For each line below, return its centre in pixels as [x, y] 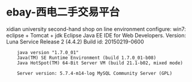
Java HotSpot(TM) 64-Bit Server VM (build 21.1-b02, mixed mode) [100, 63]
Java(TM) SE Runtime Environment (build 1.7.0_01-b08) [87, 58]
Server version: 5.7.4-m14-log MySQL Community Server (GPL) [95, 73]
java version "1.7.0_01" [48, 52]
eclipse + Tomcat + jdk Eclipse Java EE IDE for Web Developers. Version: [96, 35]
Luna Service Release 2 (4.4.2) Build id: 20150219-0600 [75, 42]
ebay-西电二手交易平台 [63, 12]
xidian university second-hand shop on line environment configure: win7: [96, 29]
